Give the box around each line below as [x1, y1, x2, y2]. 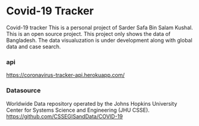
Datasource [6, 87, 41, 95]
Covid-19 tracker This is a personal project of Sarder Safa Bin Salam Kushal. [6, 24, 193, 31]
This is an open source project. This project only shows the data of [6, 30, 171, 37]
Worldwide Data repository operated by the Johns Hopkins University [6, 100, 177, 107]
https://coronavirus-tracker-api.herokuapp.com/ [6, 72, 125, 79]
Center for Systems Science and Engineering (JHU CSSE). [6, 106, 150, 113]
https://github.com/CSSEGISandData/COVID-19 [6, 112, 123, 120]
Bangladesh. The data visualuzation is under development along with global [6, 36, 192, 44]
